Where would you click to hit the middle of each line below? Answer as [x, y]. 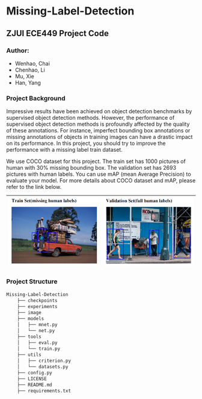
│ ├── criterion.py [44, 360]
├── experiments [38, 306]
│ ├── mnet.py [38, 324]
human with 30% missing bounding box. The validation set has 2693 [91, 168]
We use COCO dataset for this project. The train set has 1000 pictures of [96, 161]
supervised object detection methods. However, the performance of [90, 118]
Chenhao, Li [30, 70]
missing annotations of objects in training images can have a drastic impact [99, 137]
